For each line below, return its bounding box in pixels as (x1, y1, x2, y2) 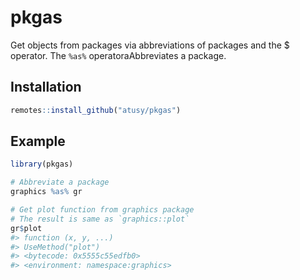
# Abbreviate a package (10, 177, 110, 188)
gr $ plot (10, 223, 43, 233)
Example (10, 133, 66, 150)
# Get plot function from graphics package (10, 205, 195, 215)
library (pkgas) (10, 159, 74, 170)
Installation (10, 79, 82, 96)
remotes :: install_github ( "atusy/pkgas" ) (10, 105, 182, 115)
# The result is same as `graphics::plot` (10, 214, 190, 224)
